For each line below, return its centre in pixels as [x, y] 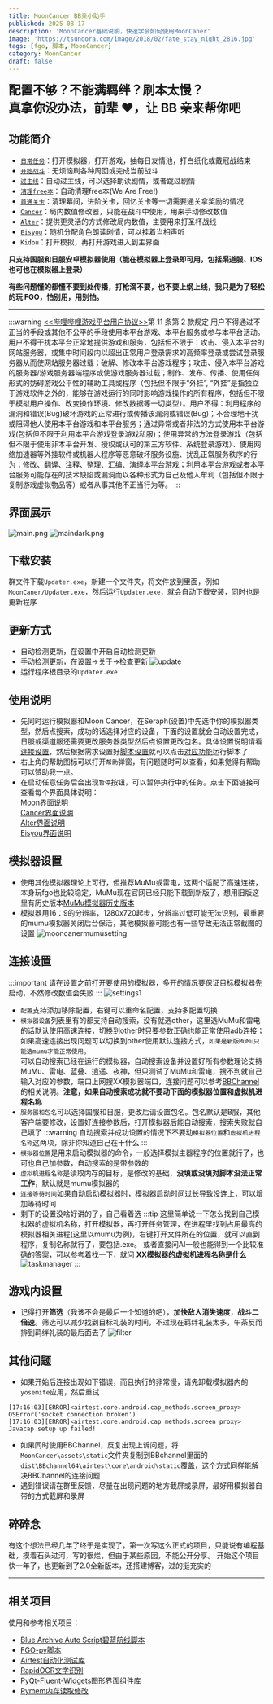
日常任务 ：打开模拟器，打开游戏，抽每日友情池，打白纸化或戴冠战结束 [136, 160]
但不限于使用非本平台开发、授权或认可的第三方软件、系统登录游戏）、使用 [131, 444]
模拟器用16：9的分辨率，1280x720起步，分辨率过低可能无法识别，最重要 [142, 912]
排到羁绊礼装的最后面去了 [63, 1333]
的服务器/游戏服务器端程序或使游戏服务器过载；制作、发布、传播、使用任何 [134, 372]
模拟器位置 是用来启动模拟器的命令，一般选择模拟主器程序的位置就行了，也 [142, 1153]
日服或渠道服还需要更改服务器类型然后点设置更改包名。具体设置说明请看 [141, 741]
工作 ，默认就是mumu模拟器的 [70, 1183]
